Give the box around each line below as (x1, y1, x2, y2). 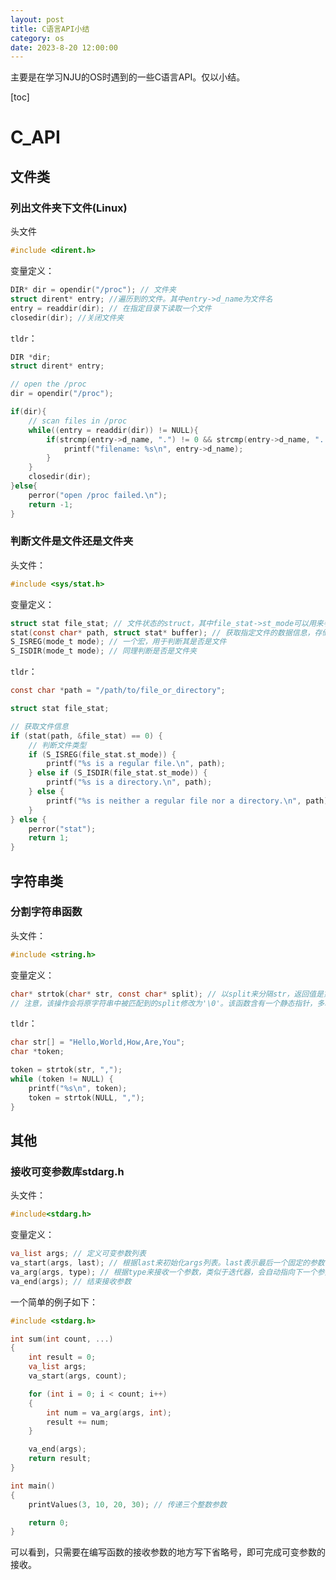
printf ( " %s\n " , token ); (28, 1083, 128, 1093)
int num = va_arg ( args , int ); (46, 1407, 172, 1418)
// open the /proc (10, 379, 87, 390)
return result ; (28, 1454, 92, 1464)
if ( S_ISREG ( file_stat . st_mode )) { (28, 749, 177, 760)
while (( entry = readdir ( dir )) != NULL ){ (28, 425, 199, 435)
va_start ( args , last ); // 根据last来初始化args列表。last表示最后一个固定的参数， (10, 1258, 333, 1268)
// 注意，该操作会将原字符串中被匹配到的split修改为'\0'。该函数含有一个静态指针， (10, 998, 318, 1008)
